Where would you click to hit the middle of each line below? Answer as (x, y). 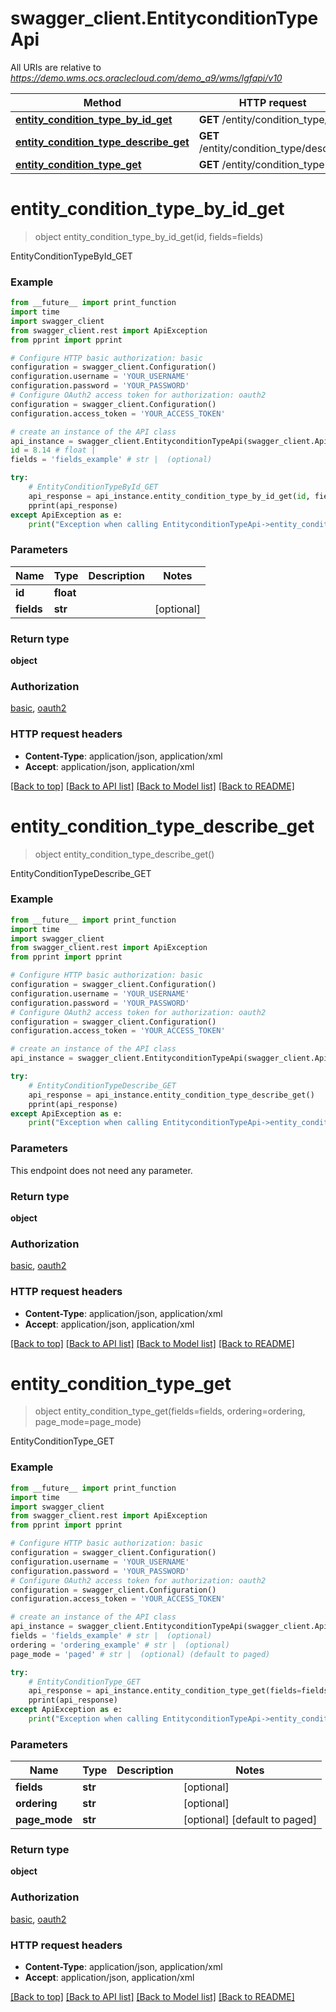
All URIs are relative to (56, 67)
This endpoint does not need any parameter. (101, 1170)
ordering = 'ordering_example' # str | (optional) (120, 1645)
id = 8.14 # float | (53, 450)
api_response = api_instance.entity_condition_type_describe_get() (171, 1095)
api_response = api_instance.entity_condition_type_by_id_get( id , (169, 496)
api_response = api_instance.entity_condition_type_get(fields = (165, 1691)
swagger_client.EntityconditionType (164, 18)
